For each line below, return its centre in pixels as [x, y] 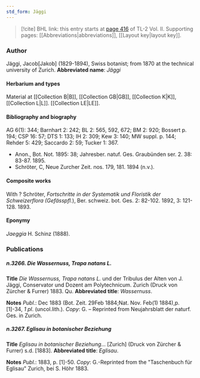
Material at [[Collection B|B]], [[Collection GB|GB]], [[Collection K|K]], [91, 97]
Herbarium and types [33, 84]
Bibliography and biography [41, 116]
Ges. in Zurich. [24, 315]
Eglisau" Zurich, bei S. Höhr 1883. [47, 368]
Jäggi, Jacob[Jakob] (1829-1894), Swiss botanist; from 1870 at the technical [100, 63]
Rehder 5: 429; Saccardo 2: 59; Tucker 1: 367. [62, 143]
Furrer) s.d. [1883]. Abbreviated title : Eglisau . [62, 351]
